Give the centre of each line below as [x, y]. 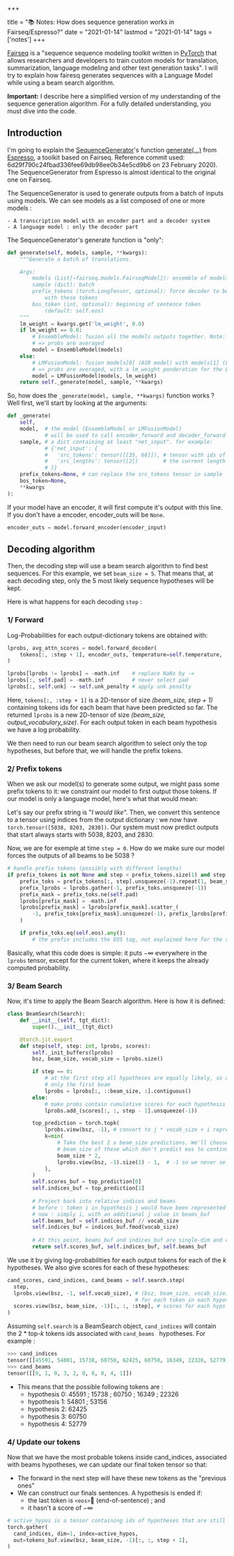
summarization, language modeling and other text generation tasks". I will [112, 68]
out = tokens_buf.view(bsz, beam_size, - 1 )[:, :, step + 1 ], [101, 1540]
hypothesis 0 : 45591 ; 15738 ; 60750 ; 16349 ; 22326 [103, 1394]
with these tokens [71, 298]
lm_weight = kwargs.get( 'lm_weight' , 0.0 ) [82, 324]
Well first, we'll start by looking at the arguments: [77, 403]
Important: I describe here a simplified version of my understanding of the [114, 96]
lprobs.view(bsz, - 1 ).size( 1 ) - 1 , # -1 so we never [136, 1162]
